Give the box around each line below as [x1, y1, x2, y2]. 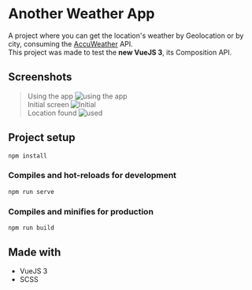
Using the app [27, 91, 73, 101]
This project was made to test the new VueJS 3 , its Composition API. [8, 47, 232, 57]
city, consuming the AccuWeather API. [8, 39, 134, 48]
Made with [8, 245, 61, 258]
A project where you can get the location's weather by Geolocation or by [8, 31, 244, 40]
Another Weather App [8, 5, 155, 23]
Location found [27, 108, 77, 117]
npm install [8, 151, 47, 160]
